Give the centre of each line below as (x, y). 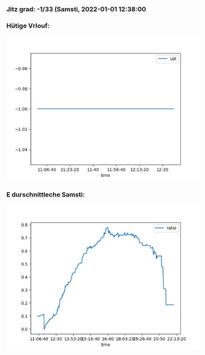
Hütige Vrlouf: (28, 25)
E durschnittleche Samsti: (46, 195)
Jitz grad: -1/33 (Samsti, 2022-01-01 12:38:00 (76, 9)
